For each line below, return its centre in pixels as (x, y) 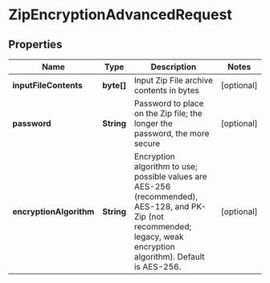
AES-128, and (162, 206)
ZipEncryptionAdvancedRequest (121, 15)
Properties (35, 44)
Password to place (169, 103)
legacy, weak (159, 237)
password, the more (172, 133)
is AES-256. (157, 267)
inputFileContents (47, 85)
